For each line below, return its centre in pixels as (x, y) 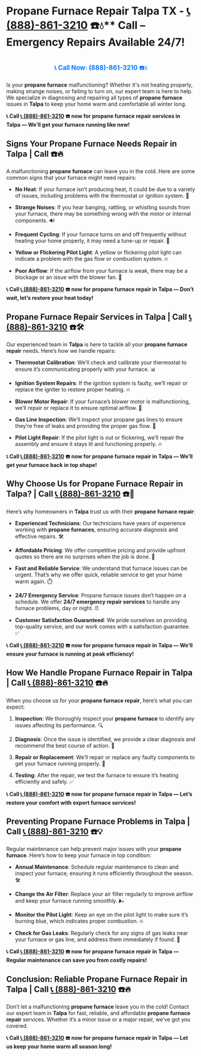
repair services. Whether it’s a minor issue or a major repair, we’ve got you (98, 1019)
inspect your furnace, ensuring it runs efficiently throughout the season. (104, 873)
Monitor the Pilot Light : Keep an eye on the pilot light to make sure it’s (101, 915)
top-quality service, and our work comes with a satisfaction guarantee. (102, 626)
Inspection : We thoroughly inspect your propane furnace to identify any (105, 718)
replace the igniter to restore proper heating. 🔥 (73, 389)
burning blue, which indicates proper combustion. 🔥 (79, 921)
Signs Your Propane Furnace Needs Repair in (91, 143)
